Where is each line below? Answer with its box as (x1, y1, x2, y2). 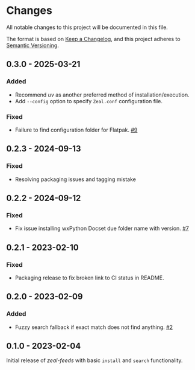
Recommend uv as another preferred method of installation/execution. (14, 91, 190, 98)
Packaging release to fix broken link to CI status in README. (14, 274, 164, 281)
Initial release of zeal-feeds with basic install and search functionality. (6, 357, 183, 364)
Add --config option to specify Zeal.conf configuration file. (14, 97, 162, 104)
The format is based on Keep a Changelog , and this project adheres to (6, 35, 181, 42)
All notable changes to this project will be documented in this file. (6, 24, 169, 31)
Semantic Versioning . (6, 42, 59, 49)
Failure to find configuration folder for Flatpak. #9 (14, 126, 138, 133)
